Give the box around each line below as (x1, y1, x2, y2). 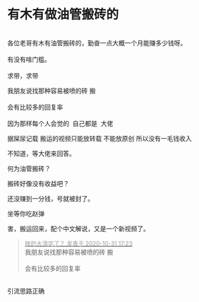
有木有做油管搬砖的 (7, 6, 119, 23)
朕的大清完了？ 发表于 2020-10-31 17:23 (24, 239, 133, 248)
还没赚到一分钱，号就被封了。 (7, 194, 94, 202)
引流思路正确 (7, 286, 44, 295)
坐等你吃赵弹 (7, 209, 44, 218)
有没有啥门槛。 (7, 54, 51, 64)
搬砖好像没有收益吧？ (7, 179, 69, 187)
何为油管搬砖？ (7, 164, 51, 173)
